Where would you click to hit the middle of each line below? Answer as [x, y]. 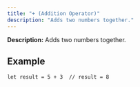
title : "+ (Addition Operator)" [53, 13]
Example [26, 61]
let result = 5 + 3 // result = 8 [58, 77]
